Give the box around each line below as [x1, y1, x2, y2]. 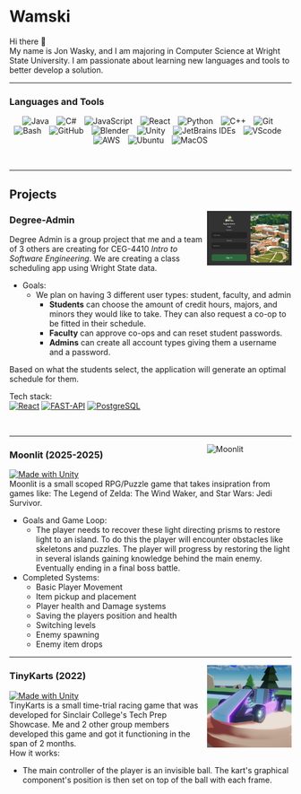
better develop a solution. [9, 65, 104, 75]
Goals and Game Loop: [21, 515, 107, 526]
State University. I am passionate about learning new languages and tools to [9, 55, 290, 65]
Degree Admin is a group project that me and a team [9, 233, 203, 244]
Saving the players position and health [35, 610, 177, 621]
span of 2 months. [9, 737, 77, 748]
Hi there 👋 [9, 36, 47, 47]
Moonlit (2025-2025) [9, 449, 104, 461]
